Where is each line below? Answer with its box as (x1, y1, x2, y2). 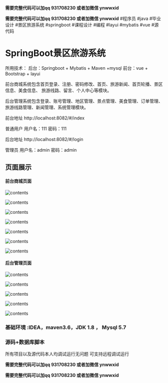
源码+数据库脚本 (5, 338, 45, 345)
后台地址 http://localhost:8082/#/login (5, 136, 83, 142)
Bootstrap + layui (5, 70, 40, 77)
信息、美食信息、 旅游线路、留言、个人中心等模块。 (5, 87, 111, 93)
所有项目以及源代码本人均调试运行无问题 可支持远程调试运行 (5, 351, 129, 357)
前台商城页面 (5, 178, 31, 184)
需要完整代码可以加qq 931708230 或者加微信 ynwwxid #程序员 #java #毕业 (5, 16, 161, 22)
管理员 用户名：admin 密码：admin (5, 147, 77, 153)
